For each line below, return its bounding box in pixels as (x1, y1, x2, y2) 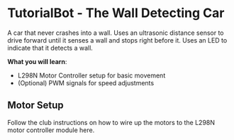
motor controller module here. (7, 126, 95, 134)
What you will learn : (7, 57, 67, 65)
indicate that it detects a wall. (7, 43, 94, 52)
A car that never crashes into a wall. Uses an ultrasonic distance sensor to (7, 28, 224, 37)
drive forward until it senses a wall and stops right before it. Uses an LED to (7, 36, 228, 44)
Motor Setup (7, 99, 64, 112)
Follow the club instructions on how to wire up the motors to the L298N (7, 118, 215, 126)
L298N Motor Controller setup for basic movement (17, 71, 166, 80)
